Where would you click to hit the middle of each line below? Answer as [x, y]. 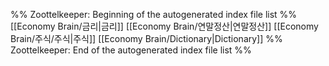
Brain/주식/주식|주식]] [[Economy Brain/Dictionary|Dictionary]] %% [146, 38]
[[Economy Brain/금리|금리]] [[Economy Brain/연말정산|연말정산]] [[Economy [164, 26]
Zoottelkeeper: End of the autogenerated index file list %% [131, 50]
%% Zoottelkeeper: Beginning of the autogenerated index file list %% [154, 14]
